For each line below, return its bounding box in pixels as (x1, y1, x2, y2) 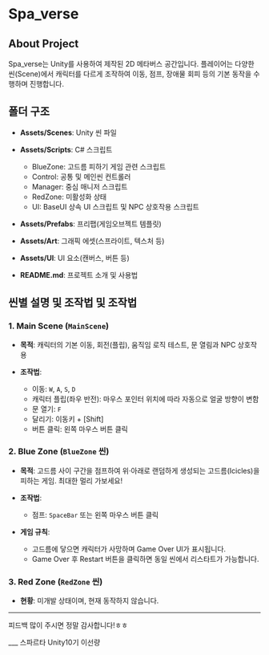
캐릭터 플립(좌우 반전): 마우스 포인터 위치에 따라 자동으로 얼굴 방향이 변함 (31, 394, 259, 404)
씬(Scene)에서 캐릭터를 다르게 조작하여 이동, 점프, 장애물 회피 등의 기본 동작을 (8, 69, 252, 79)
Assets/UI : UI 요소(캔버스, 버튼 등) (19, 253, 130, 262)
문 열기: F (31, 404, 62, 413)
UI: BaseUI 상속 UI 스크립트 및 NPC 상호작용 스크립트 (31, 201, 200, 211)
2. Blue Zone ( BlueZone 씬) (8, 446, 110, 458)
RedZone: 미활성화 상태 (31, 192, 106, 201)
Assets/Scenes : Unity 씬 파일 (19, 128, 118, 137)
